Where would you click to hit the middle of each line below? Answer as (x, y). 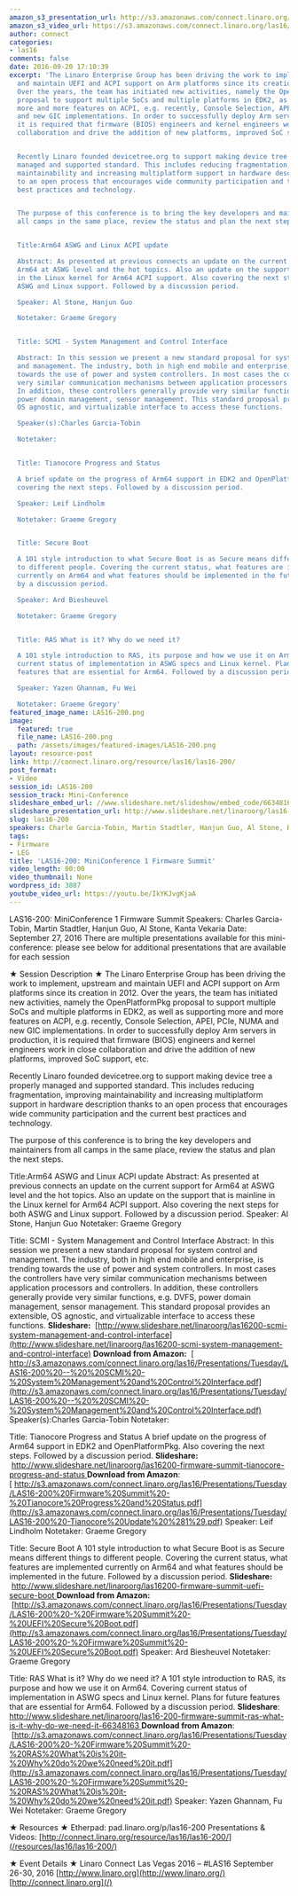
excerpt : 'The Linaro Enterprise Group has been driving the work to (141, 75)
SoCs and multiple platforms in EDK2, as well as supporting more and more (146, 1011)
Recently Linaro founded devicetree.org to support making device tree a (141, 1076)
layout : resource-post (51, 754)
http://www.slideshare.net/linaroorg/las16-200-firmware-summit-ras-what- (147, 1716)
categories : (31, 42)
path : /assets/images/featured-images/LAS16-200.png (117, 746)
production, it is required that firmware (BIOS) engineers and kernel (132, 1039)
